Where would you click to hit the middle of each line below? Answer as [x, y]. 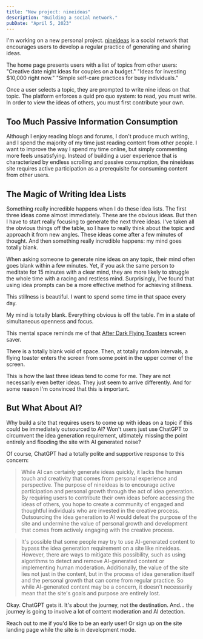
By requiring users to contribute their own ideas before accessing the [108, 498]
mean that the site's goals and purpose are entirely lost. [91, 593]
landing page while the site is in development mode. [71, 629]
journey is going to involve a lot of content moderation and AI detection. [96, 611]
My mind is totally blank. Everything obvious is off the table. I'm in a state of [101, 315]
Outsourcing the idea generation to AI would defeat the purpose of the [109, 517]
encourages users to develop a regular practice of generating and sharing [98, 47]
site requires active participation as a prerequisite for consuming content [97, 169]
